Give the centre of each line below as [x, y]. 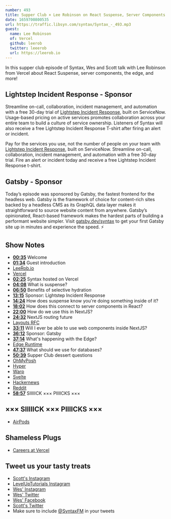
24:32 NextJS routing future [43, 317]
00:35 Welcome [30, 257]
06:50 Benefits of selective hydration [52, 290]
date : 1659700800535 [27, 19]
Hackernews [26, 382]
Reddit [19, 387]
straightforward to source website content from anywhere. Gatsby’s [76, 210]
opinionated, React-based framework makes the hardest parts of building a [84, 216]
